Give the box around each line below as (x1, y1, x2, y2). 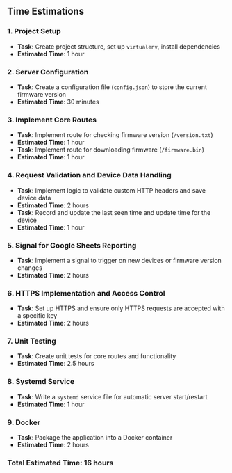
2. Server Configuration (7, 67, 89, 77)
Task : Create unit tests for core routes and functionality (17, 352, 176, 360)
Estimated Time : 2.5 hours (17, 360, 94, 368)
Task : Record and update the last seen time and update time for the (17, 208, 211, 216)
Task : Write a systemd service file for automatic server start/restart (17, 392, 208, 401)
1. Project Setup (7, 26, 61, 36)
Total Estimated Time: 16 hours (7, 458, 114, 467)
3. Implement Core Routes (7, 115, 97, 125)
